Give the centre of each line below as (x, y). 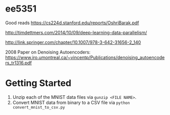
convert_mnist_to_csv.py (39, 107)
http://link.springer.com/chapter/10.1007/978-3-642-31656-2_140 (73, 42)
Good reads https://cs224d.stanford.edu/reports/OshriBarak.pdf (72, 23)
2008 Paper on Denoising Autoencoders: (48, 52)
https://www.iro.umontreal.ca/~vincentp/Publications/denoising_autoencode (85, 57)
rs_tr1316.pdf (18, 63)
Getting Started (38, 83)
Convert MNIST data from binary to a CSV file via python (71, 102)
